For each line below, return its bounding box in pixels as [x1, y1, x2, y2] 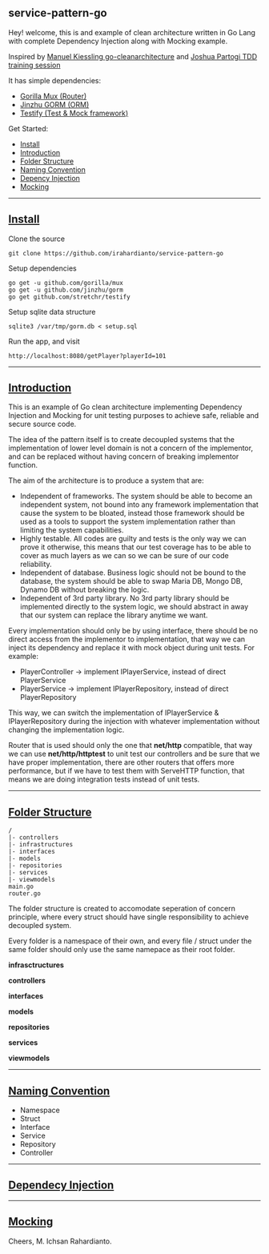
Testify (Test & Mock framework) [19, 108, 129, 118]
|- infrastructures [8, 841, 74, 849]
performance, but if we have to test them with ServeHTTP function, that [8, 766, 245, 776]
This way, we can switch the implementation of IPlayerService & [8, 708, 219, 717]
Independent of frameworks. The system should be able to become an [19, 492, 253, 501]
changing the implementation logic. [8, 725, 125, 735]
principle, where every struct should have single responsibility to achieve [8, 912, 250, 922]
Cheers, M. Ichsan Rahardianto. [8, 1236, 112, 1246]
